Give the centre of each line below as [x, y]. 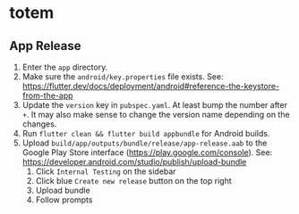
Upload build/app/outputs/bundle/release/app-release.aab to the [145, 143]
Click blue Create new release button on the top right [133, 181]
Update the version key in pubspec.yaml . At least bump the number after [155, 105]
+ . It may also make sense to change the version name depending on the [156, 115]
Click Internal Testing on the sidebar [106, 171]
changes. [39, 124]
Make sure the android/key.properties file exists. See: [123, 77]
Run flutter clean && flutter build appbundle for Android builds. [146, 133]
